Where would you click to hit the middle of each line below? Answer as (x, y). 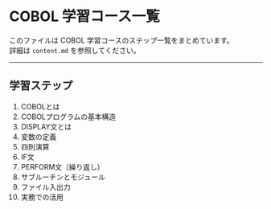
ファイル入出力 (45, 186)
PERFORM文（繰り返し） (62, 166)
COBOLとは (40, 106)
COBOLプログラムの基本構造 (68, 117)
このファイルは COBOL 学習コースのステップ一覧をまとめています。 (121, 40)
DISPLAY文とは (46, 126)
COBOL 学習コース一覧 (84, 16)
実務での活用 (42, 197)
